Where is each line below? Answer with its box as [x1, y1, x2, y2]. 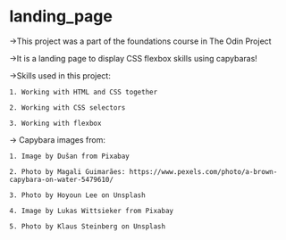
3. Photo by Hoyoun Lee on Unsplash [9, 190, 146, 200]
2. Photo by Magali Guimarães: [9, 167, 126, 176]
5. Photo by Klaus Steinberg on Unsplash [9, 221, 166, 231]
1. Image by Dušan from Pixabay [9, 152, 130, 161]
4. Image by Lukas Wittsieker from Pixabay [9, 206, 174, 215]
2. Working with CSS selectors [9, 103, 126, 112]
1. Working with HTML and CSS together [9, 87, 158, 96]
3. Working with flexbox [9, 119, 102, 128]
